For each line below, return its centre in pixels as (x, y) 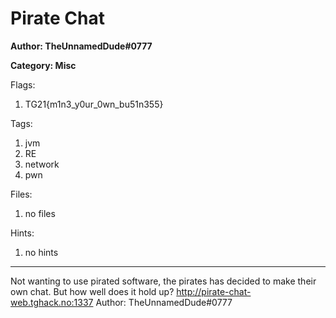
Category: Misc (43, 65)
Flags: (23, 84)
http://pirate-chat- (214, 291)
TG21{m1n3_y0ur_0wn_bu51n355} (94, 104)
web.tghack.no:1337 (52, 302)
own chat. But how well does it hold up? (92, 291)
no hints (41, 252)
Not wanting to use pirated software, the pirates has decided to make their (163, 281)
